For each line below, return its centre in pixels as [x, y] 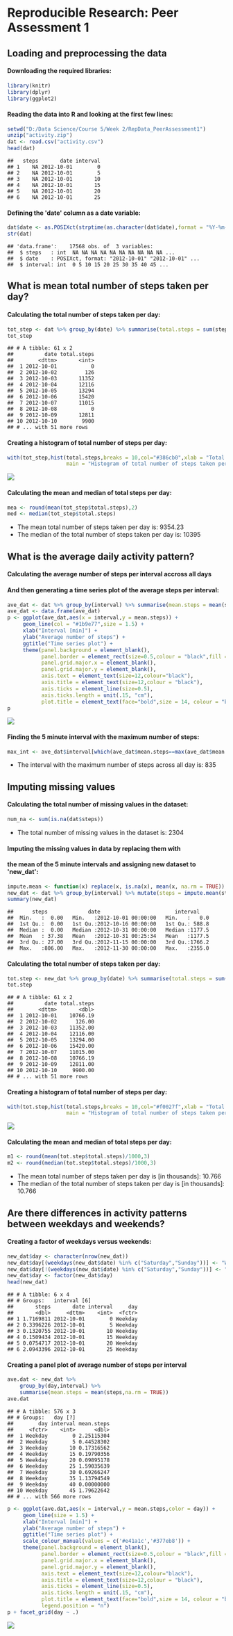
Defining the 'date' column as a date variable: [74, 213]
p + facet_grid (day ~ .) [43, 1612]
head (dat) [21, 148]
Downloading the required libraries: [60, 71]
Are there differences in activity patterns [97, 1213]
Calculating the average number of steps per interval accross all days [110, 574]
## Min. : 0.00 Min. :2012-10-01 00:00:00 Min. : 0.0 [108, 918]
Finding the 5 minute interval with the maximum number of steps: [103, 737]
